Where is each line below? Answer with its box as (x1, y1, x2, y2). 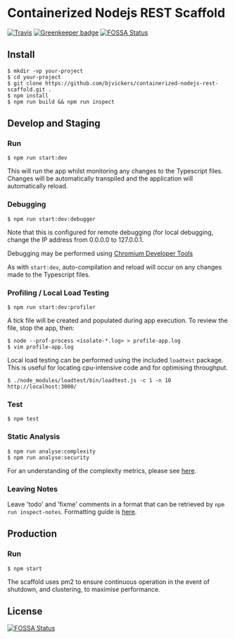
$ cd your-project (7, 73, 61, 80)
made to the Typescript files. (7, 270, 91, 279)
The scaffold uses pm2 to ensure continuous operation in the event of (7, 577, 210, 586)
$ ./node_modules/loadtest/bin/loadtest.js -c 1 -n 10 (7, 377, 172, 384)
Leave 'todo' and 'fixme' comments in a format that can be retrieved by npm (7, 499, 225, 509)
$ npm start (7, 565, 42, 572)
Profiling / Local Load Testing (7, 288, 109, 298)
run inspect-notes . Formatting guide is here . (7, 507, 137, 516)
